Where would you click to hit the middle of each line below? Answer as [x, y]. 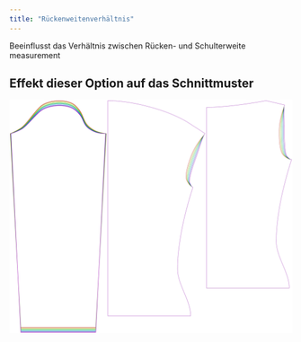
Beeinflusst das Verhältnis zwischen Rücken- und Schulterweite [128, 46]
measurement [35, 55]
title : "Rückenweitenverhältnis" [72, 19]
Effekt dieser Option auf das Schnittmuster [132, 84]
